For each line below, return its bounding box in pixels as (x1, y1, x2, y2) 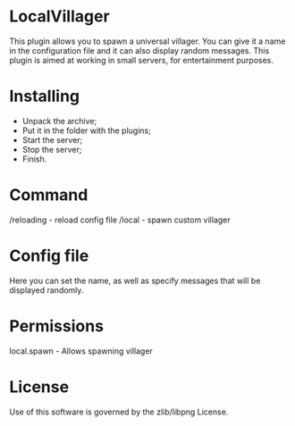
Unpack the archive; (21, 115, 97, 126)
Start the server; (21, 134, 83, 145)
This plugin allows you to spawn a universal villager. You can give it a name (9, 36, 286, 46)
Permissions (9, 315, 105, 336)
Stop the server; (21, 144, 82, 155)
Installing (9, 87, 80, 106)
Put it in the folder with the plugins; (21, 125, 152, 136)
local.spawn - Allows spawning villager (9, 346, 154, 356)
